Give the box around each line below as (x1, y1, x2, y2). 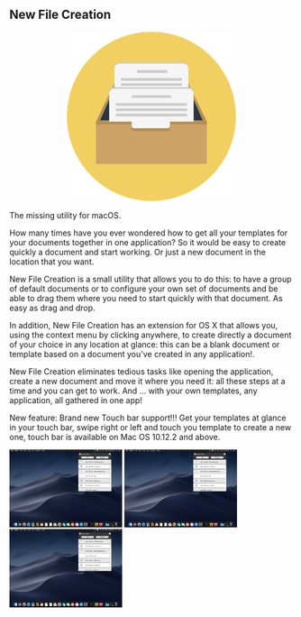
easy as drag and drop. (9, 302, 96, 313)
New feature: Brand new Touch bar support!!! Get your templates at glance (9, 412, 287, 423)
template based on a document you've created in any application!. (9, 348, 255, 359)
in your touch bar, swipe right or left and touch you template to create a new (9, 421, 292, 432)
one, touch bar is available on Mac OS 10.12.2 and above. (9, 431, 221, 442)
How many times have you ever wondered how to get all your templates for (9, 227, 288, 238)
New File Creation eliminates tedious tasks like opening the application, (9, 365, 274, 377)
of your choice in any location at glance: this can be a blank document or (9, 338, 280, 350)
